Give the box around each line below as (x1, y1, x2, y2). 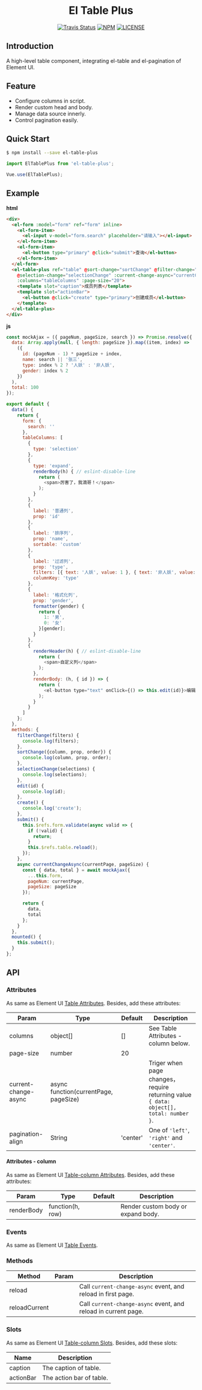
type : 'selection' (32, 446, 79, 452)
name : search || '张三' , (22, 357, 83, 363)
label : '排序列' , (32, 530, 74, 536)
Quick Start (6, 133, 50, 144)
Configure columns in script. (14, 97, 86, 104)
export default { (6, 401, 50, 408)
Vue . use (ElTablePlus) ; (6, 171, 63, 178)
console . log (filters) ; (22, 738, 79, 744)
